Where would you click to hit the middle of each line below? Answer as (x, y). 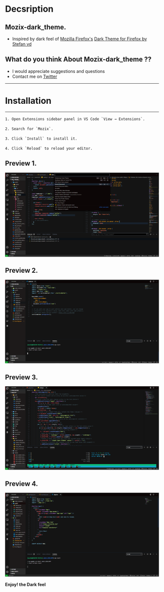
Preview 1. (21, 163)
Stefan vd (22, 44)
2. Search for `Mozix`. (29, 129)
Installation (28, 101)
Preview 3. (21, 377)
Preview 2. (21, 271)
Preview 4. (21, 484)
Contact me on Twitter (35, 76)
